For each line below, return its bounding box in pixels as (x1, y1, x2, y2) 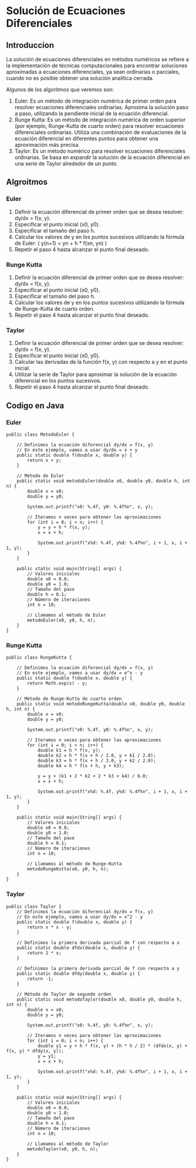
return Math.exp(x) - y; (27, 680, 88, 686)
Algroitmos (6, 177, 48, 187)
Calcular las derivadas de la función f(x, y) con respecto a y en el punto (14, 358, 188, 366)
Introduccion (6, 40, 55, 50)
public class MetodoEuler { (6, 432, 75, 437)
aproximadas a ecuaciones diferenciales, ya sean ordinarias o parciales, (6, 68, 180, 75)
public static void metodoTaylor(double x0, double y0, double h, (16, 996, 183, 1002)
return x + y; (27, 457, 62, 463)
